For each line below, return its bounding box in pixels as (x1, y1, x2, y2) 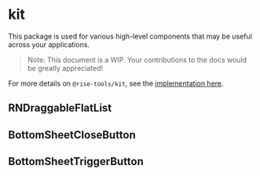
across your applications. (8, 39, 90, 49)
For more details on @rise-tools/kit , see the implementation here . (8, 79, 224, 88)
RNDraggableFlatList (8, 101, 112, 115)
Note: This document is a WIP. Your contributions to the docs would (27, 55, 247, 64)
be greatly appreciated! (27, 63, 104, 72)
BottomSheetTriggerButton (8, 155, 144, 168)
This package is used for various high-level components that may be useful (8, 31, 253, 41)
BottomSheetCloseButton (8, 128, 136, 141)
